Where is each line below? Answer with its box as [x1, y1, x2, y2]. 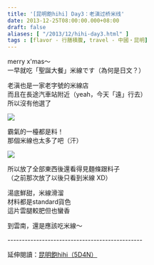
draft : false [7, 23, 46, 31]
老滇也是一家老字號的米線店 [7, 81, 89, 90]
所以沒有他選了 [7, 99, 51, 107]
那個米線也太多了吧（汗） [7, 136, 83, 145]
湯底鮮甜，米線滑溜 [7, 189, 64, 198]
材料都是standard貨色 [7, 198, 71, 206]
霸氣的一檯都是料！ [7, 127, 64, 136]
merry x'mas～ [7, 58, 51, 66]
